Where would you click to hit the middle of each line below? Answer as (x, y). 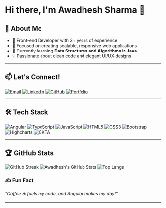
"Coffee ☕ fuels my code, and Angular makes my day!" (61, 193)
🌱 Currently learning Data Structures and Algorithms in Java (75, 51)
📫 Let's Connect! (33, 77)
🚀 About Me (23, 28)
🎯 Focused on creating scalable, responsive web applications (75, 46)
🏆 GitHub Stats (30, 153)
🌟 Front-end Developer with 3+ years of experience (65, 40)
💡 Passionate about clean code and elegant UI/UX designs (72, 56)
